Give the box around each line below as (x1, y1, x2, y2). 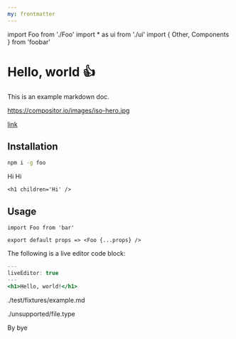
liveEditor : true (7, 269, 59, 276)
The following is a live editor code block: (7, 249, 126, 258)
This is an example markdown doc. (7, 92, 109, 100)
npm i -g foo (7, 160, 46, 167)
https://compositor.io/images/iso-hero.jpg (7, 106, 130, 115)
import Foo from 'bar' (7, 224, 75, 231)
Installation (7, 140, 58, 152)
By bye (7, 323, 28, 332)
